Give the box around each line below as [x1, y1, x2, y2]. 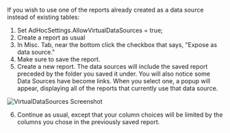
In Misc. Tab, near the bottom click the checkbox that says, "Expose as [16, 41, 218, 48]
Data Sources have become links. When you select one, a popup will [16, 77, 211, 85]
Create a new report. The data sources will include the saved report [16, 63, 208, 70]
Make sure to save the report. [16, 55, 101, 63]
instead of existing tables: [7, 13, 80, 21]
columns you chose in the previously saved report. [16, 118, 160, 125]
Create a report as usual [16, 33, 86, 42]
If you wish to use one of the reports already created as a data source [7, 6, 204, 14]
